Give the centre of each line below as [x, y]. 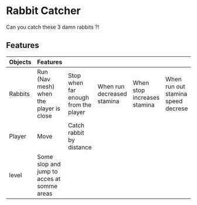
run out [175, 86]
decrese [176, 108]
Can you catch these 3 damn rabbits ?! [53, 27]
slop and [49, 164]
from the [80, 105]
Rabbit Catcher [43, 11]
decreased [112, 94]
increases [146, 97]
